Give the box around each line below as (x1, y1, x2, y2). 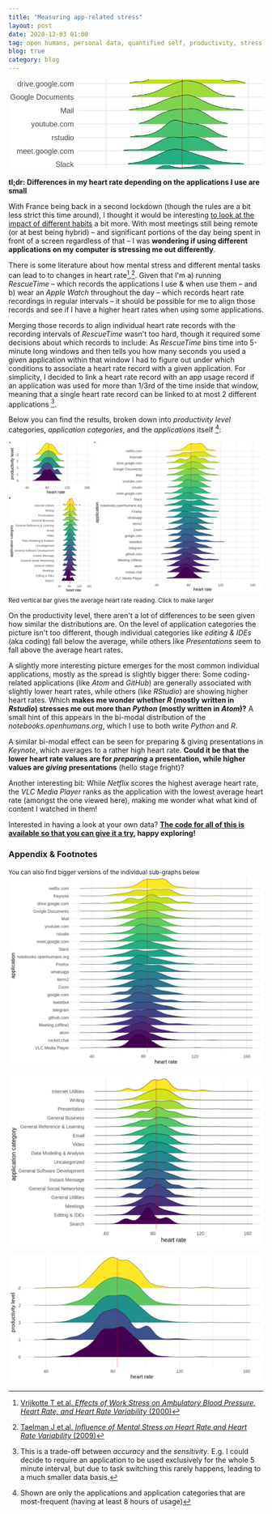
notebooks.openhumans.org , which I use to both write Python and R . (8, 721, 238, 731)
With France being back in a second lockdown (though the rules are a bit (8, 201, 251, 211)
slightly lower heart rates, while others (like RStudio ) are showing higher (8, 687, 249, 697)
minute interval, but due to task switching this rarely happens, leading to (19, 1464, 261, 1473)
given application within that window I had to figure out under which (8, 355, 235, 365)
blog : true (8, 47, 45, 56)
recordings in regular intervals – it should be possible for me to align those (8, 296, 256, 305)
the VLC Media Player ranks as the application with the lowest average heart (8, 787, 264, 797)
